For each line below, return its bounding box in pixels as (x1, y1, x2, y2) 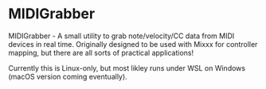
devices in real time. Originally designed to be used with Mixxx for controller (8, 39, 258, 48)
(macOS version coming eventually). (8, 72, 127, 81)
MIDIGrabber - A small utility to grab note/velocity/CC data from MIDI (8, 31, 235, 41)
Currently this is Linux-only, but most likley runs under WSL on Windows (8, 63, 245, 72)
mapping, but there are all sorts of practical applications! (8, 48, 194, 57)
